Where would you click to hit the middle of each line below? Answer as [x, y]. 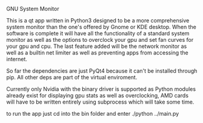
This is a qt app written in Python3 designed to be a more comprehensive [98, 20]
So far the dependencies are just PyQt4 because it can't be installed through [102, 71]
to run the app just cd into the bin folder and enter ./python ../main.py [93, 114]
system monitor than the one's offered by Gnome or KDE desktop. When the [101, 27]
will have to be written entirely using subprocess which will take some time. [100, 102]
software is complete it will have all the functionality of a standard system [98, 33]
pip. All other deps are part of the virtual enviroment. [72, 77]
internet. [17, 59]
